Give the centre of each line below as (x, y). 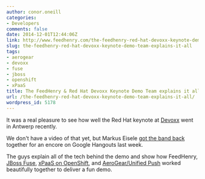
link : (13, 40)
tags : (13, 52)
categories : (21, 18)
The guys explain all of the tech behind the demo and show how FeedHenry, (102, 156)
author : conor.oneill (34, 12)
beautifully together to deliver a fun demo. (59, 169)
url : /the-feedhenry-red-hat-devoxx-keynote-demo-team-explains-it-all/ (101, 97)
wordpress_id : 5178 (31, 102)
